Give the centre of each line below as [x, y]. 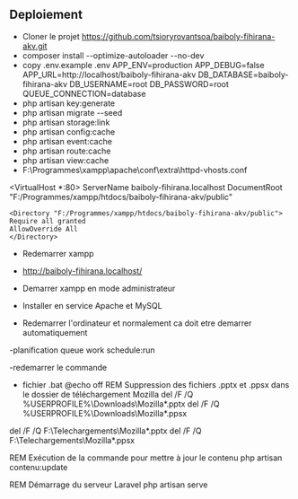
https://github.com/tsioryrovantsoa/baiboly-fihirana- [179, 36]
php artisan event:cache [67, 141]
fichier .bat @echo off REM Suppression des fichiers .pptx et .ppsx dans [156, 384]
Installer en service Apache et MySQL [92, 305]
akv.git [35, 46]
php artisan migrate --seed [72, 112]
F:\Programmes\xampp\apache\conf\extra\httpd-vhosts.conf [135, 170]
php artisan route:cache [66, 151]
